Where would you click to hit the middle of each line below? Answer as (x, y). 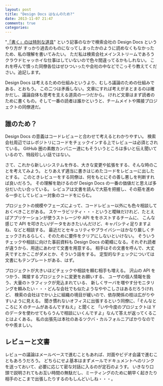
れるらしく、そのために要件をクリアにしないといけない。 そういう (88, 235)
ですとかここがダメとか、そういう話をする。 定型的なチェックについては (82, 254)
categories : (17, 28)
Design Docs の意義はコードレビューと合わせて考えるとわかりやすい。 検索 (81, 136)
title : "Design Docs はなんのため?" (40, 14)
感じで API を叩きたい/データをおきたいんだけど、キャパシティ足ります (76, 223)
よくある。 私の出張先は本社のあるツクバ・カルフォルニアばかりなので (84, 319)
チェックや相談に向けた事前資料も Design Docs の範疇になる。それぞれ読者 (81, 242)
